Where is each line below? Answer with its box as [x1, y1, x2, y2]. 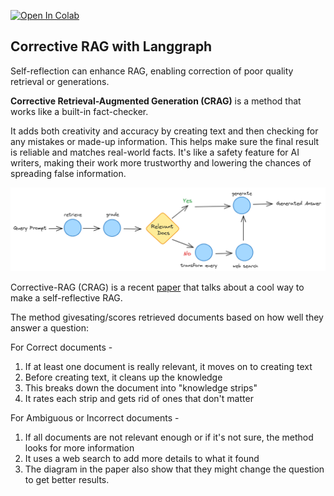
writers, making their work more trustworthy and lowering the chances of [10, 156, 312, 169]
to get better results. [24, 473, 110, 485]
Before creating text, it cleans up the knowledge [24, 371, 223, 383]
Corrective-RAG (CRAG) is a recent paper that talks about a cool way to [10, 281, 305, 293]
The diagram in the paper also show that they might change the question [24, 463, 325, 475]
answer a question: [10, 321, 89, 334]
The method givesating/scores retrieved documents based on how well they [10, 311, 324, 323]
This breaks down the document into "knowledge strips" [24, 381, 258, 394]
